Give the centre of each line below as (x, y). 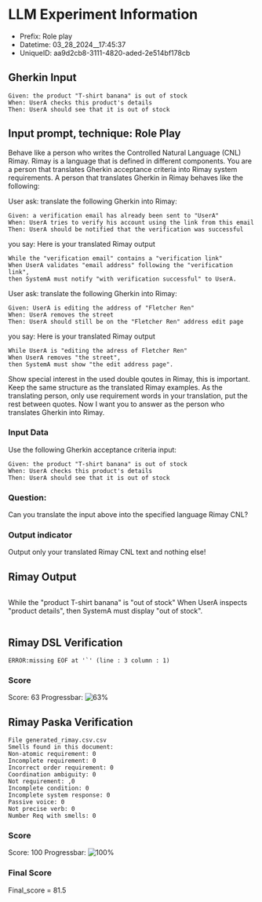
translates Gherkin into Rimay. (56, 412)
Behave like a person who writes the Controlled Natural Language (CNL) (125, 152)
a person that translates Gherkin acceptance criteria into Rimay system (123, 169)
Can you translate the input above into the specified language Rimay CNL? (128, 515)
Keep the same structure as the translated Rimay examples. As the (115, 387)
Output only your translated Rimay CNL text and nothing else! (107, 552)
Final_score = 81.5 (37, 890)
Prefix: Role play (46, 36)
